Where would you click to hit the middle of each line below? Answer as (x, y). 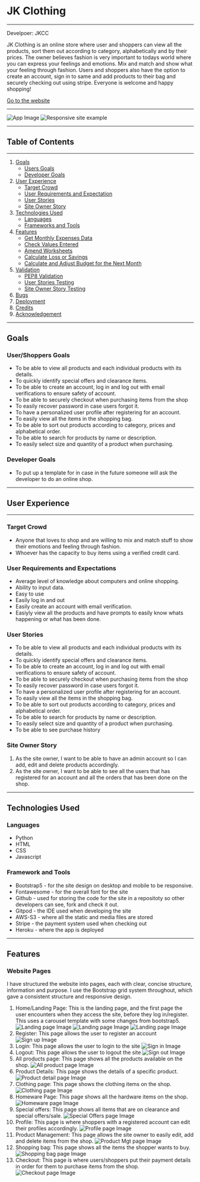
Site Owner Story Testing (55, 288)
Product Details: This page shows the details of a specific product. (97, 1072)
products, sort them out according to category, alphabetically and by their (97, 51)
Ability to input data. (40, 588)
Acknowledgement (38, 314)
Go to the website (28, 100)
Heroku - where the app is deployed (59, 930)
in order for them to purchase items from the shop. (77, 1167)
